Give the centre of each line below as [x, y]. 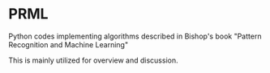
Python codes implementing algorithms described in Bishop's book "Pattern [135, 36]
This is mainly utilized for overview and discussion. [93, 60]
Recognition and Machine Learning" [68, 44]
